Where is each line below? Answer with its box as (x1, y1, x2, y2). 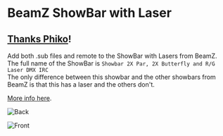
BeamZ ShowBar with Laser (7, 5, 172, 21)
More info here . (7, 94, 52, 102)
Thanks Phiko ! (7, 33, 72, 45)
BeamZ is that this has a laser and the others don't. (7, 80, 155, 89)
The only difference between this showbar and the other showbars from (7, 73, 216, 81)
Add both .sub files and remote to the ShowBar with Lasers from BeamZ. (7, 51, 217, 60)
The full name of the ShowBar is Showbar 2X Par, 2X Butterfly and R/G (7, 59, 216, 68)
